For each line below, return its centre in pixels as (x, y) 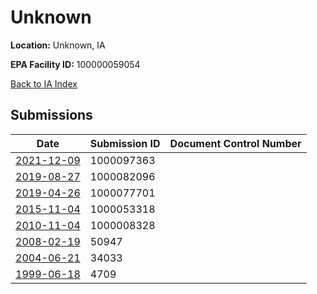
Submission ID (125, 143)
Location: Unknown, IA (58, 45)
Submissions (51, 115)
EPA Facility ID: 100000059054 (75, 64)
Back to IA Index (44, 83)
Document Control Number (235, 143)
